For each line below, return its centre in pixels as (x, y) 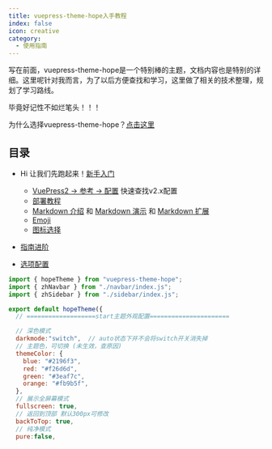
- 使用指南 (32, 46)
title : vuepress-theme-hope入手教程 (68, 16)
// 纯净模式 (33, 429)
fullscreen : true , (47, 407)
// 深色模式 (33, 331)
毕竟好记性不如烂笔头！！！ (55, 108)
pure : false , (36, 436)
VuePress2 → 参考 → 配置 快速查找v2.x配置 (105, 190)
